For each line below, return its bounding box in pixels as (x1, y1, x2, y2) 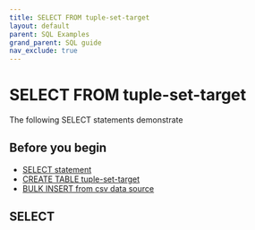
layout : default (9, 21, 70, 30)
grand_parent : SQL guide (9, 38, 102, 47)
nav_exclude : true (9, 47, 78, 55)
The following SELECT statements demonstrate (9, 115, 183, 125)
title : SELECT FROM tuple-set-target (9, 13, 150, 22)
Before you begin (9, 141, 107, 156)
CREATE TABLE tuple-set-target (21, 174, 140, 184)
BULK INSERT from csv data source (21, 183, 155, 193)
